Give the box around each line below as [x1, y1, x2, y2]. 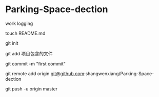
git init [5, 40, 19, 46]
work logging [5, 20, 33, 26]
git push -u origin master [5, 85, 58, 92]
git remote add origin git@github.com [5, 70, 85, 77]
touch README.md [5, 30, 46, 36]
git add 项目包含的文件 [5, 50, 53, 56]
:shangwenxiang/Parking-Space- [84, 70, 154, 77]
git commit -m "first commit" [5, 60, 66, 67]
